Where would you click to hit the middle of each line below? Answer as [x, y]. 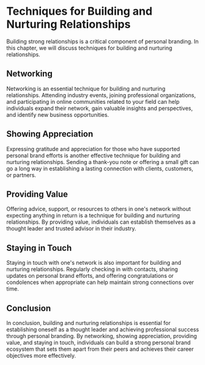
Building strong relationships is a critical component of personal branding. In [102, 41]
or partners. [21, 175]
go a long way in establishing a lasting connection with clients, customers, [100, 168]
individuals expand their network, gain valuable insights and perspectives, [100, 108]
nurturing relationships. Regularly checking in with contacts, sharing [92, 269]
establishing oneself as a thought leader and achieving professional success [103, 329]
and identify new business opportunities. [58, 114]
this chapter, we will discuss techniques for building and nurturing [89, 48]
